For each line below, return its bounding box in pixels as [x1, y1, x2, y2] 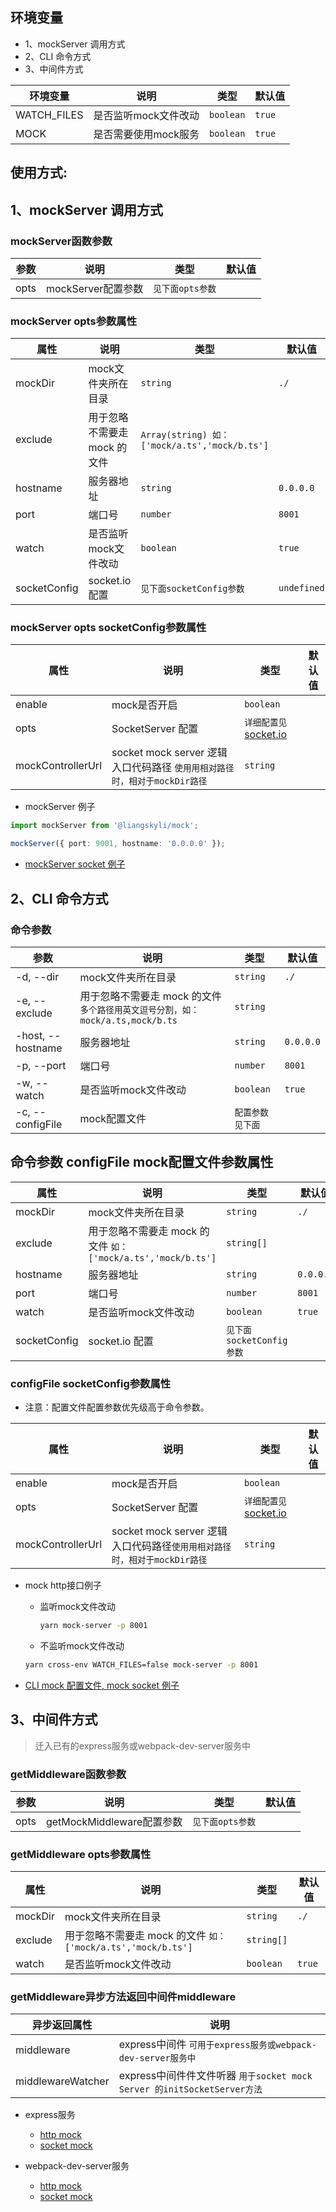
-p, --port [15, 1058, 67, 1072]
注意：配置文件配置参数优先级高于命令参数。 [24, 1401, 210, 1413]
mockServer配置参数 [45, 281, 144, 295]
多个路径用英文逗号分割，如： [79, 1004, 200, 1015]
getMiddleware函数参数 [10, 1767, 127, 1781]
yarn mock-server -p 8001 [39, 1621, 148, 1631]
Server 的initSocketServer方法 [118, 2084, 263, 2095]
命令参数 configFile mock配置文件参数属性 [10, 1154, 274, 1171]
